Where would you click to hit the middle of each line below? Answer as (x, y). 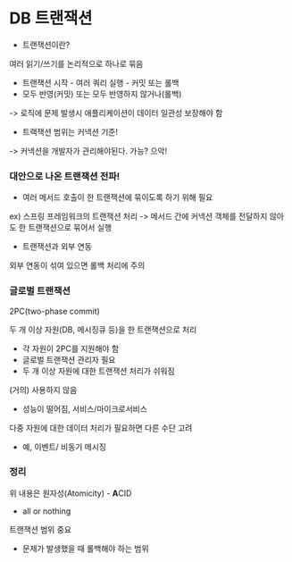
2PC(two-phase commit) (54, 311)
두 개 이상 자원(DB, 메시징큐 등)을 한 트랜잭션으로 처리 (103, 329)
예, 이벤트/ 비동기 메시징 (64, 447)
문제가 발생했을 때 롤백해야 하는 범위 (85, 548)
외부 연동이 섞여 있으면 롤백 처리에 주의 (77, 265)
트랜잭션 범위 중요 (40, 529)
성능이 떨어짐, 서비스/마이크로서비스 (84, 408)
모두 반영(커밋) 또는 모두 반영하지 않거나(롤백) (102, 94)
